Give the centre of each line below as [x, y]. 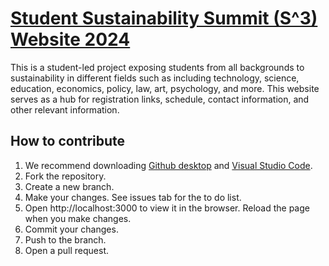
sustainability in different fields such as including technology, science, [155, 78]
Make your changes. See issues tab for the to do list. [133, 197]
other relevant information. [65, 109]
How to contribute [68, 141]
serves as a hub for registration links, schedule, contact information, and [160, 99]
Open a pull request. [67, 250]
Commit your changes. [71, 229]
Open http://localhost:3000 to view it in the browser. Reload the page [167, 208]
